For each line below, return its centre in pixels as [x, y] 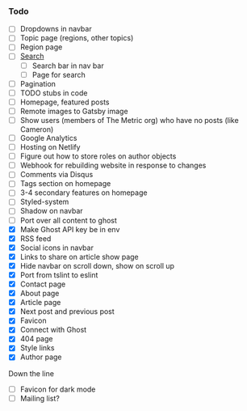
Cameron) [37, 129]
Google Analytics [48, 138]
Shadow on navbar [51, 211]
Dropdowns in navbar [56, 29]
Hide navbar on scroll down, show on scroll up [97, 265]
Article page [40, 303]
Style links [37, 348]
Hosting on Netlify [50, 147]
